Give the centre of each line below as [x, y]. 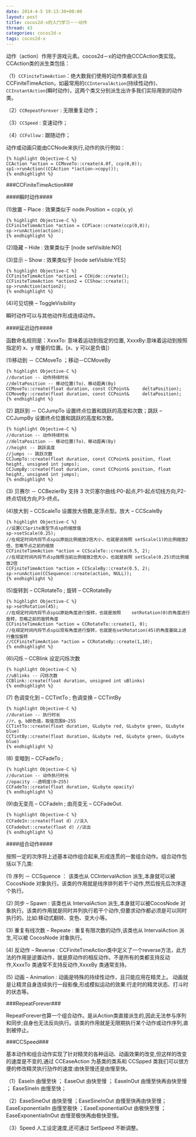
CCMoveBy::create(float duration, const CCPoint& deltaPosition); [94, 394]
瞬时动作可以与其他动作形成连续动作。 [52, 316]
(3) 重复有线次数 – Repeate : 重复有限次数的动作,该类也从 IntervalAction [92, 930]
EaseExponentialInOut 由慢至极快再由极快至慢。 [64, 1115]
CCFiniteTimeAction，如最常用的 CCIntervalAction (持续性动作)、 [83, 83]
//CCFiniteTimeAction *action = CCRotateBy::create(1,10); [80, 642]
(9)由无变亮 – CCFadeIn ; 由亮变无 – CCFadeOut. [64, 804]
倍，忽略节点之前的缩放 [30, 546]
